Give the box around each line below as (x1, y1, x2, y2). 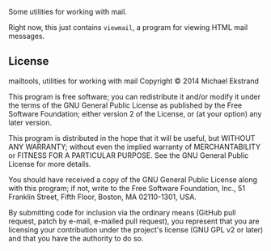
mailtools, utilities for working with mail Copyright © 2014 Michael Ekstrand (8, 76, 259, 86)
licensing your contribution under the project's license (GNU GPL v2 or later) (8, 224, 264, 234)
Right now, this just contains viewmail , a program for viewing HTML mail (8, 23, 248, 32)
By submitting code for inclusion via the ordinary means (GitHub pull (8, 207, 236, 217)
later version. (8, 117, 53, 127)
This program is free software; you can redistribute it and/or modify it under (8, 91, 261, 101)
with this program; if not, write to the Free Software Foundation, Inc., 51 (8, 183, 245, 193)
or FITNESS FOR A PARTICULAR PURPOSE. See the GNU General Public (8, 150, 249, 160)
